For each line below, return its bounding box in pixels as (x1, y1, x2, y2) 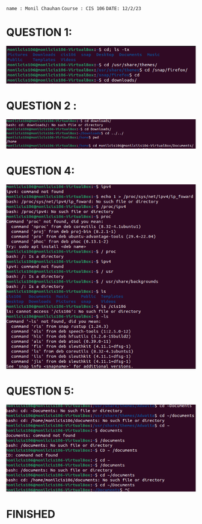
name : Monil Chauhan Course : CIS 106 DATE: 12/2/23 (6, 5, 141, 11)
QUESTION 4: (6, 164, 75, 178)
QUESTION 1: (6, 26, 72, 39)
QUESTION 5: (6, 384, 75, 398)
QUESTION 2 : (6, 99, 77, 113)
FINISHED (6, 507, 55, 521)
